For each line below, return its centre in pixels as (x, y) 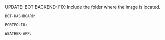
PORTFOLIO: (16, 25)
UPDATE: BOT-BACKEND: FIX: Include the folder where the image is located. (83, 7)
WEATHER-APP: (18, 34)
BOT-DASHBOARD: (21, 16)
